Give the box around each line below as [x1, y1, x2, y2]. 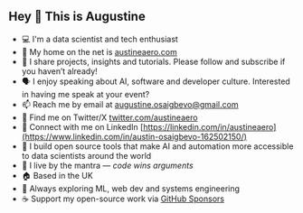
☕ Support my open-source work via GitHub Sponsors [21, 193, 225, 204]
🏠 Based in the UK [21, 170, 94, 181]
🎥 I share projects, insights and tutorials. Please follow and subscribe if [21, 56, 286, 67]
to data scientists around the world [21, 150, 152, 161]
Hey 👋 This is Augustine [8, 9, 146, 24]
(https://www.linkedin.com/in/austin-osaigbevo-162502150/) [21, 131, 248, 142]
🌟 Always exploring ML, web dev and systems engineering [21, 182, 241, 194]
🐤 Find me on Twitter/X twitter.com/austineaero [21, 112, 198, 123]
